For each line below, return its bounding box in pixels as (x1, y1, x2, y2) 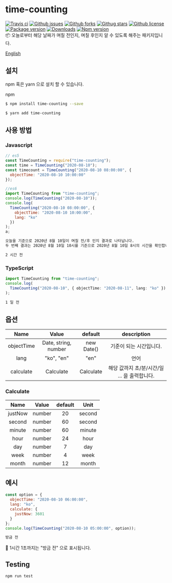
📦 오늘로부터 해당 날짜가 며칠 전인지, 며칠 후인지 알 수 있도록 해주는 (5, 32, 141, 38)
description (122, 330, 151, 338)
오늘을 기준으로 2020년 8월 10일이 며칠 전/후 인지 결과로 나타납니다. (5, 238, 135, 244)
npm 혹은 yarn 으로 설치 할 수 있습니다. (5, 81, 84, 87)
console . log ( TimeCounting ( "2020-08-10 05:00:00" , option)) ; (5, 526, 137, 531)
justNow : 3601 (14, 511, 45, 516)
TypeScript (5, 264, 34, 272)
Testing (5, 560, 30, 569)
